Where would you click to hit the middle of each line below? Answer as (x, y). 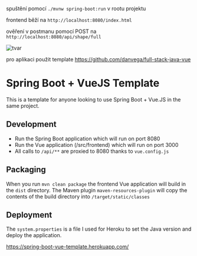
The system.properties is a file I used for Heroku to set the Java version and (99, 229)
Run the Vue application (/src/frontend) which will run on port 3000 (96, 145)
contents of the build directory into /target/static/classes (78, 196)
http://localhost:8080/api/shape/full (54, 37)
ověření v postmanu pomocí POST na (51, 31)
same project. (23, 106)
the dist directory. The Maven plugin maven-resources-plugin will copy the (97, 190)
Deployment (29, 215)
